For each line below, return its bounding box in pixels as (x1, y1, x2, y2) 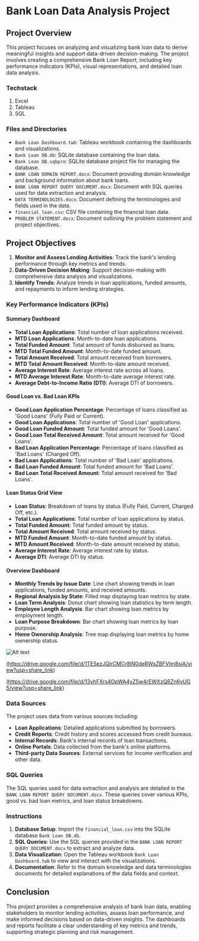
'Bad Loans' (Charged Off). (14, 450, 81, 457)
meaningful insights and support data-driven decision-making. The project (6, 50, 189, 57)
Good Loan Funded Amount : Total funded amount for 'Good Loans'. (14, 425, 182, 432)
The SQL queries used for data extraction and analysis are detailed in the (6, 784, 185, 791)
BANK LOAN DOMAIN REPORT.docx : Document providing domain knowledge (14, 170, 191, 177)
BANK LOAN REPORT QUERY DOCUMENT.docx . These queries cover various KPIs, (6, 791, 189, 798)
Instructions (6, 812, 43, 820)
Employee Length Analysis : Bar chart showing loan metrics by (14, 605, 169, 613)
